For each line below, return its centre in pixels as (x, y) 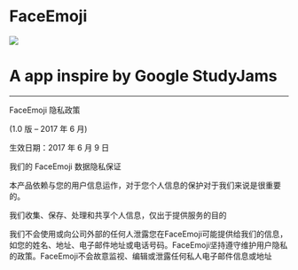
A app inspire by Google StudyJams (143, 76)
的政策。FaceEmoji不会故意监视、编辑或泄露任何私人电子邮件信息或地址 (141, 256)
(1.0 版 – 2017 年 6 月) (48, 128)
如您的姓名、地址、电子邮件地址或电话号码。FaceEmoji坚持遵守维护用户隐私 (149, 244)
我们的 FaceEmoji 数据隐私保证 (65, 166)
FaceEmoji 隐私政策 (45, 110)
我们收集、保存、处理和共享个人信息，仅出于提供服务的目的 (118, 215)
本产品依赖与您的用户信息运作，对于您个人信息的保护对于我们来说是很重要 (145, 185)
